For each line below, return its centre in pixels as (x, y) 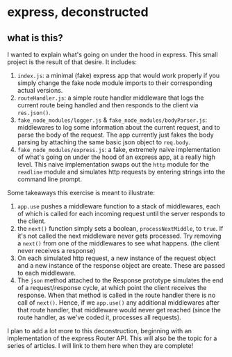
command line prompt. (49, 179)
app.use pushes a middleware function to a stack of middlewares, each (119, 206)
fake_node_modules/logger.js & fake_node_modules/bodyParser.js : (112, 120)
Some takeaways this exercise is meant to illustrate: (81, 193)
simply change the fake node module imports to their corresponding (115, 83)
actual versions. (40, 90)
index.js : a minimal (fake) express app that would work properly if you (118, 75)
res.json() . (34, 113)
